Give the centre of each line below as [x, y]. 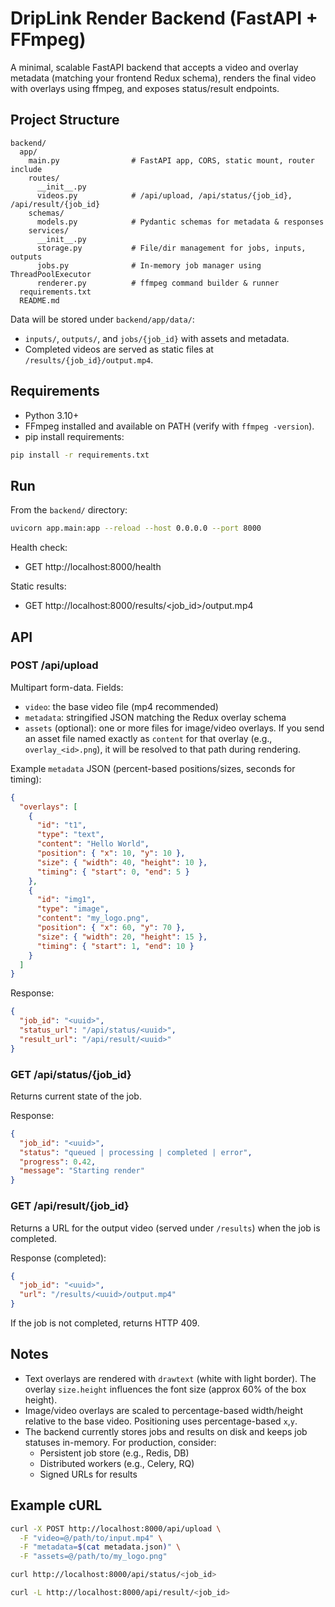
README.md [39, 300]
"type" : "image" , [73, 909]
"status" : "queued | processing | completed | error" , [136, 1152]
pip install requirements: [74, 436]
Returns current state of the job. [76, 1096]
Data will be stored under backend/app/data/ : [102, 319]
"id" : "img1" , [66, 900]
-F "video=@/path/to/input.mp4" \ [91, 1538]
